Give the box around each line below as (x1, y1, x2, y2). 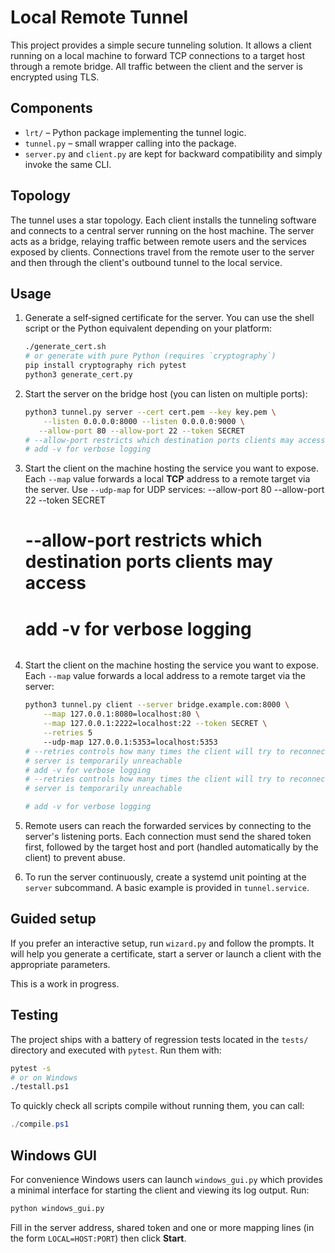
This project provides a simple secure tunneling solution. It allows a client (10, 39, 312, 51)
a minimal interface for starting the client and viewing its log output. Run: (10, 1184, 310, 1196)
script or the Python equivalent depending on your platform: (24, 322, 273, 335)
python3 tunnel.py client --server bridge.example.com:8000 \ (24, 700, 290, 710)
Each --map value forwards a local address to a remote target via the (24, 670, 306, 682)
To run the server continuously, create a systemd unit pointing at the (24, 871, 307, 883)
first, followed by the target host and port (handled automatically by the (24, 841, 319, 853)
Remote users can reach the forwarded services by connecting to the (24, 820, 312, 831)
